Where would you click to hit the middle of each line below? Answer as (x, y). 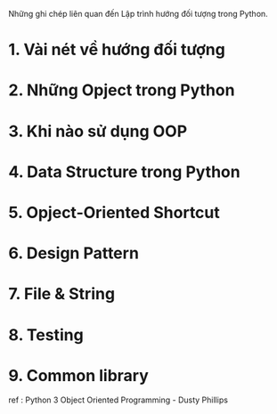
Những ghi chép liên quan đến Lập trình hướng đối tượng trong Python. (138, 14)
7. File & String (62, 294)
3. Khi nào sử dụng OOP (98, 131)
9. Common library (78, 375)
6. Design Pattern (74, 253)
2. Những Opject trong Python (122, 90)
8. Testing (46, 335)
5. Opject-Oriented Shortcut (114, 212)
